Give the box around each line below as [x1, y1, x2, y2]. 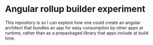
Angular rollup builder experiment [5, 3, 146, 15]
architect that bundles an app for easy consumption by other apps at [5, 24, 143, 30]
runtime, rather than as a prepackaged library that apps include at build [5, 30, 149, 36]
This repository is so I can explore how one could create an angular [5, 20, 141, 25]
